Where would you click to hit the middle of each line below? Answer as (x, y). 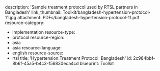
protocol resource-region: (38, 37)
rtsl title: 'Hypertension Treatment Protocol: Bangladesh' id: (72, 58)
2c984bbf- (144, 58)
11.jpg (11, 17)
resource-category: (25, 23)
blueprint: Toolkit (97, 63)
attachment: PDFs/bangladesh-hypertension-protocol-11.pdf (78, 17)
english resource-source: (38, 53)
